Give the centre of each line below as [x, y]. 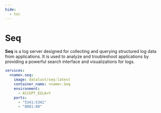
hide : [10, 9]
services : [15, 71]
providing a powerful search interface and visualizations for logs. [70, 62]
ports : [20, 97]
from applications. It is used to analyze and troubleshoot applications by [77, 57]
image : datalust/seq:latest [42, 80]
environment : [27, 89]
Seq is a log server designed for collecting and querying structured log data [81, 51]
